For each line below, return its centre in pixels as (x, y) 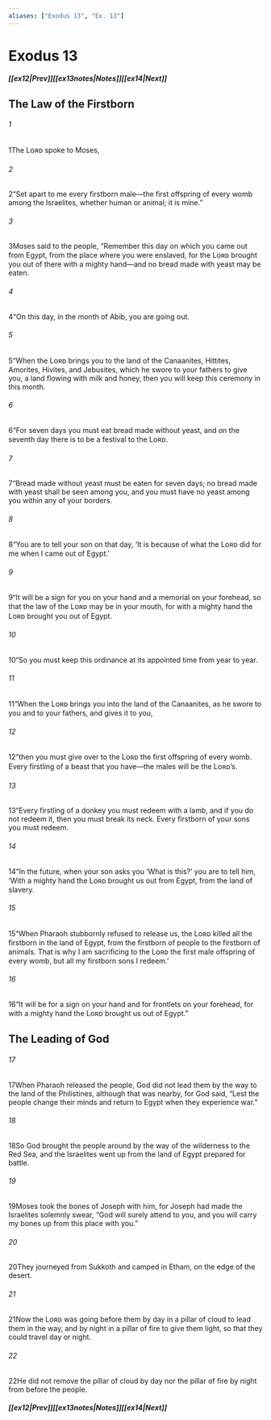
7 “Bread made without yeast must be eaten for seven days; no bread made (133, 483)
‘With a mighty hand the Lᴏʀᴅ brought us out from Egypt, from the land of (130, 880)
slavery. (21, 889)
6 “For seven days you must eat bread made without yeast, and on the (124, 431)
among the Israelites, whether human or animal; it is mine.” (106, 203)
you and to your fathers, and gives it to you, (81, 713)
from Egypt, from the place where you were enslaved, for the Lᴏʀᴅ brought (133, 255)
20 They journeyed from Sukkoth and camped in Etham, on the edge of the (132, 1267)
